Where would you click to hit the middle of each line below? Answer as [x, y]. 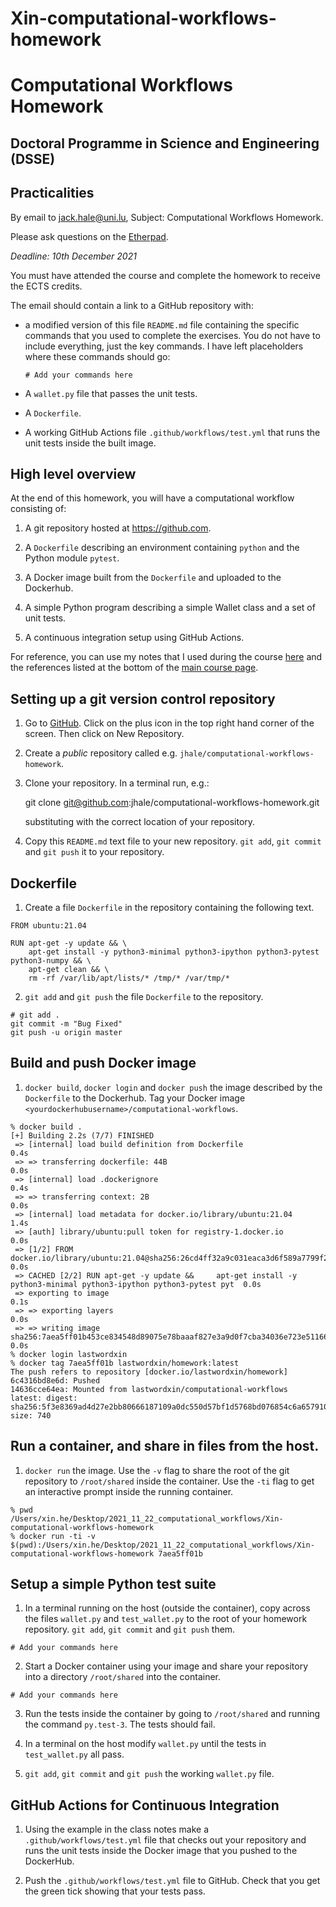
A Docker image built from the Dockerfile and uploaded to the [153, 578]
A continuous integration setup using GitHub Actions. [134, 638]
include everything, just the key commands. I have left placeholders [164, 346]
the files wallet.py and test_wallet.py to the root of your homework [166, 1619]
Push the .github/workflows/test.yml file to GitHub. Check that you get [172, 1881]
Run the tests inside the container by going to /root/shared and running [172, 1714]
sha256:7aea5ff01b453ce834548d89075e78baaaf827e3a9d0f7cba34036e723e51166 [169, 1337]
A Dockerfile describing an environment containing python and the [162, 548]
